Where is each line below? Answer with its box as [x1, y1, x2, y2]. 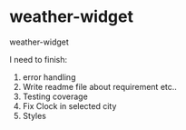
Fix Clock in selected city [22, 100, 117, 111]
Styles [22, 110, 47, 121]
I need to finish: [9, 54, 68, 65]
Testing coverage [22, 91, 88, 102]
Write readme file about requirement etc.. [22, 81, 177, 92]
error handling [22, 71, 76, 83]
